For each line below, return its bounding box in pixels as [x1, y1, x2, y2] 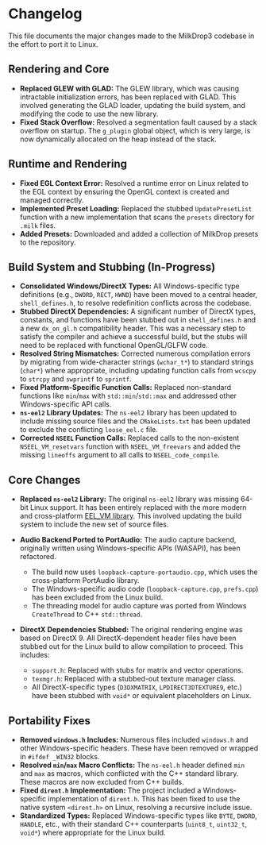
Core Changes [8, 473, 81, 487]
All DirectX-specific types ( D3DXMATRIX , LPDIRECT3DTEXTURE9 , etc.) [31, 682, 242, 692]
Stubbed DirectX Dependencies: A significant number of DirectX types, [19, 307, 256, 316]
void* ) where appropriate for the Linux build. [19, 828, 166, 837]
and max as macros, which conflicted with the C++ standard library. [19, 769, 239, 778]
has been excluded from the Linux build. [31, 592, 164, 602]
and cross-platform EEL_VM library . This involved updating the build [19, 511, 242, 521]
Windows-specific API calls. [19, 399, 112, 409]
